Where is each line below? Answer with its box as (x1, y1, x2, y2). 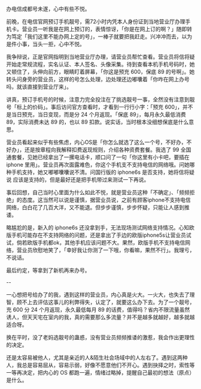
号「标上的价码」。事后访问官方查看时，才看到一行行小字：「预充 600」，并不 (6, 104, 193, 110)
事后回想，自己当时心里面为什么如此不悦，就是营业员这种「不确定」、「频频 (6, 189, 190, 196)
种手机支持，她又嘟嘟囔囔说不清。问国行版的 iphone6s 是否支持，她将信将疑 (6, 168, 195, 176)
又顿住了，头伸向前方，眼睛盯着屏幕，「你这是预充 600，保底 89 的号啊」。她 (6, 68, 195, 75)
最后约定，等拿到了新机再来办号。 (6, 267, 90, 274)
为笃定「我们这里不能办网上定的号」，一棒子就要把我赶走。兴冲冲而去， (6, 33, 182, 40)
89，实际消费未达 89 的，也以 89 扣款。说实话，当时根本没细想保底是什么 (6, 119, 189, 125)
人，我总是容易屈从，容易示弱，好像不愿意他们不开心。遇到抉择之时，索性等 (6, 361, 195, 369)
